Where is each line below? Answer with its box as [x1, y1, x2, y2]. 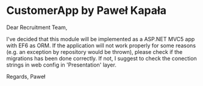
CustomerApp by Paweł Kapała [6, 4, 166, 18]
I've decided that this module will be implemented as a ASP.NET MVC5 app [6, 35, 195, 42]
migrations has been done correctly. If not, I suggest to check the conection [6, 55, 197, 62]
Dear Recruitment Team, [6, 24, 68, 31]
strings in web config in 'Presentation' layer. [6, 61, 117, 68]
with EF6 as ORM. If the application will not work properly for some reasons [6, 42, 196, 49]
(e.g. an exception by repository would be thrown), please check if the [6, 48, 183, 55]
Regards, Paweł [6, 73, 46, 80]
